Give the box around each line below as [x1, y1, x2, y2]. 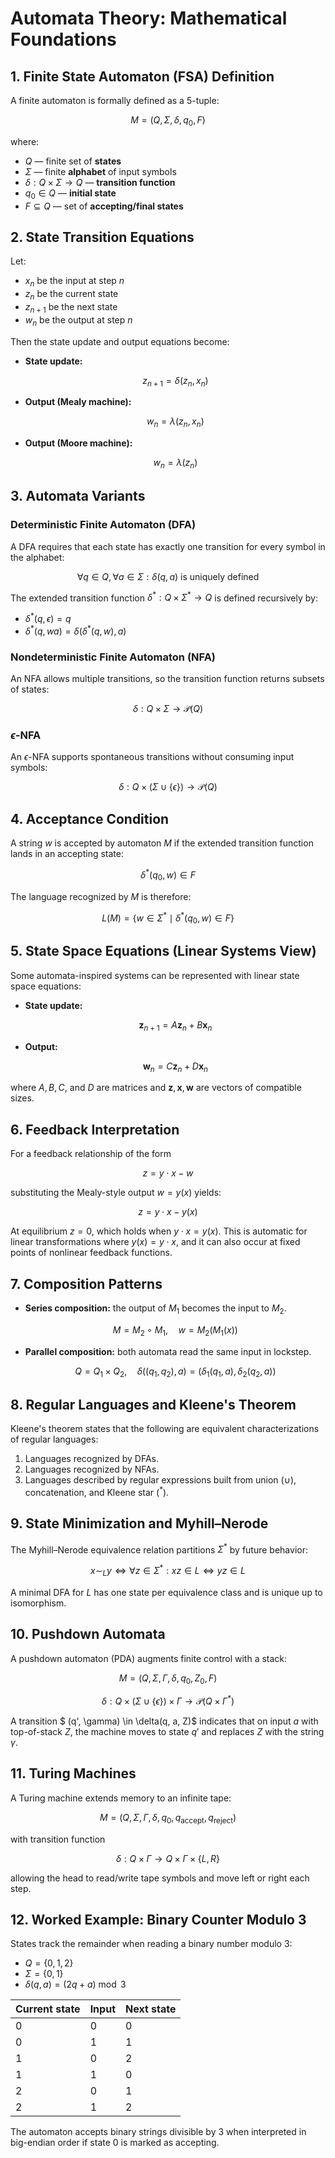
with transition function [10, 1833, 106, 1845]
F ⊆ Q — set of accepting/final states [24, 200, 184, 212]
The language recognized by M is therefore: [10, 890, 192, 902]
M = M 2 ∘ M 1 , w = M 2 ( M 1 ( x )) [112, 1323, 238, 1338]
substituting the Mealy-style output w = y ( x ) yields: [10, 1187, 222, 1199]
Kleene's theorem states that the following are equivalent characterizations [10, 1423, 320, 1435]
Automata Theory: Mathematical [10, 7, 288, 30]
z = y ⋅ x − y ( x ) [138, 1206, 198, 1218]
